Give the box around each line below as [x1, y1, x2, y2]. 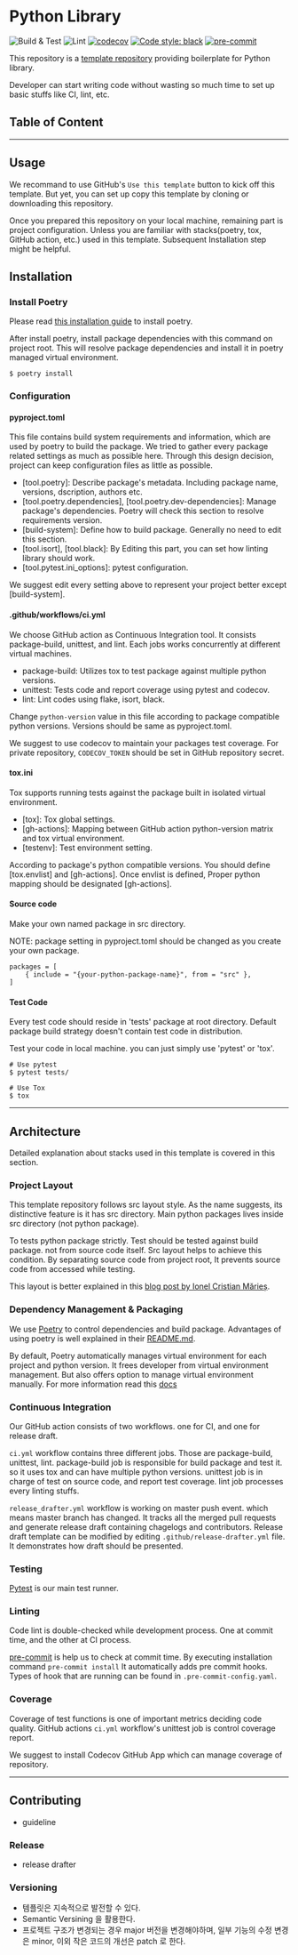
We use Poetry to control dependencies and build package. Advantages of [9, 1323, 282, 1334]
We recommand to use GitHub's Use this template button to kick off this [9, 179, 275, 189]
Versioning [9, 1881, 58, 1894]
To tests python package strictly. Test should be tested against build [9, 1235, 259, 1246]
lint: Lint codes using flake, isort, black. [21, 694, 166, 704]
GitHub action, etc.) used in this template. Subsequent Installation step [9, 234, 267, 245]
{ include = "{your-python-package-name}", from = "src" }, [25, 969, 252, 979]
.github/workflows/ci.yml [9, 609, 106, 620]
